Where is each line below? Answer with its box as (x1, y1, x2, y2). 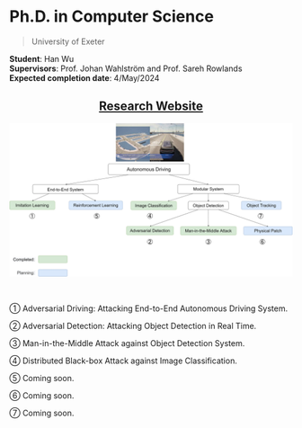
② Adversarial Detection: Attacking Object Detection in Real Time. (9, 321, 257, 332)
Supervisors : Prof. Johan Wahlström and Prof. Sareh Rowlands (9, 63, 243, 74)
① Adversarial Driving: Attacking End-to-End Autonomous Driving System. (9, 303, 289, 314)
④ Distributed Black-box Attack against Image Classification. (9, 355, 238, 366)
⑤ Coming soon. (9, 373, 75, 384)
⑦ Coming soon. (9, 407, 75, 419)
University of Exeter (31, 36, 105, 47)
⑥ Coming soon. (9, 390, 75, 401)
